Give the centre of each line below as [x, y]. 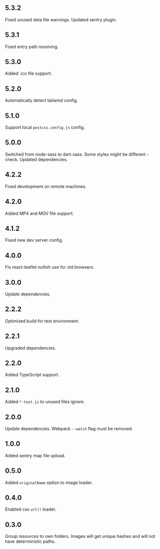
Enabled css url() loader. [31, 509]
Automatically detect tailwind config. [42, 100]
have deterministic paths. [30, 541]
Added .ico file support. [29, 73]
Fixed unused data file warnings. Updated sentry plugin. [61, 19]
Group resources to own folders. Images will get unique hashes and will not [80, 536]
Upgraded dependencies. [31, 348]
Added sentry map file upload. [35, 455]
